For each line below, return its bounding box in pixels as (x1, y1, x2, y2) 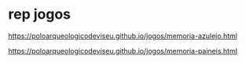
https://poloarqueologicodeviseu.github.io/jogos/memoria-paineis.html (8, 46, 238, 55)
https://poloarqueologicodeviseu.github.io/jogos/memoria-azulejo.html (8, 31, 238, 40)
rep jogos (8, 5, 71, 23)
